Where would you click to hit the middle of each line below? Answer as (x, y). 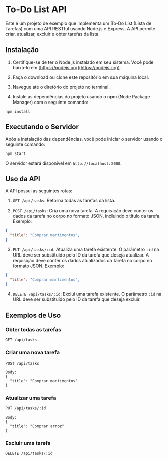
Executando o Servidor (42, 127)
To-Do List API (36, 9)
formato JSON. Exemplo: (38, 266)
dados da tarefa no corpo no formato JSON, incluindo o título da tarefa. (87, 216)
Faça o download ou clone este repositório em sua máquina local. (81, 77)
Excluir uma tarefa (28, 443)
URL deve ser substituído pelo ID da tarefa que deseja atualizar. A (81, 255)
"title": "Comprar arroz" (37, 426)
